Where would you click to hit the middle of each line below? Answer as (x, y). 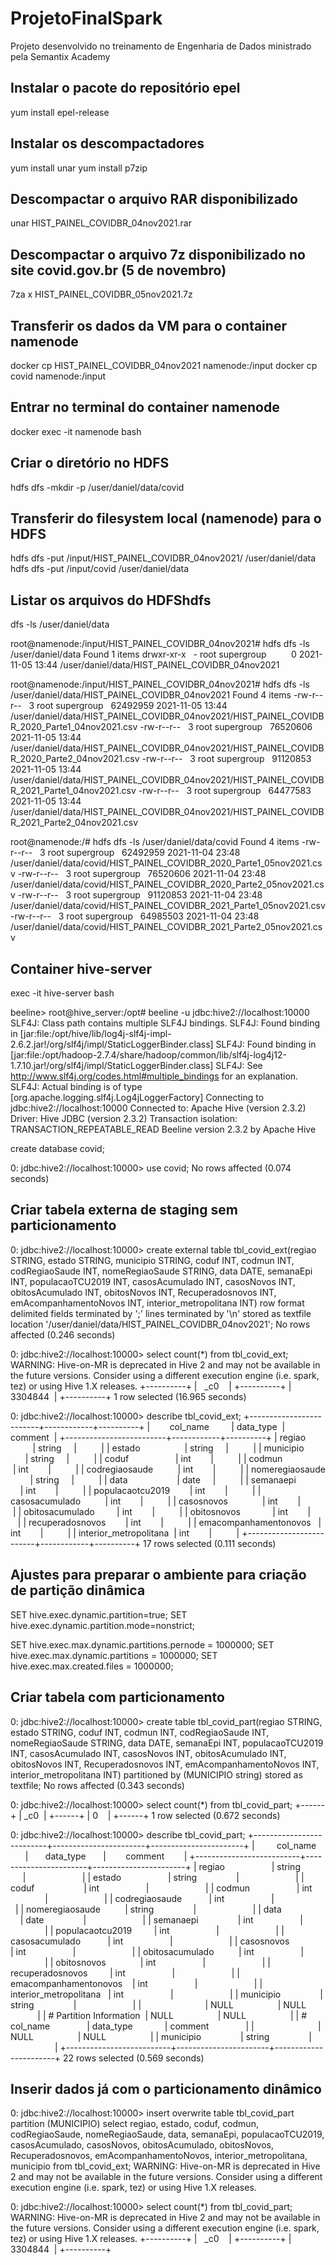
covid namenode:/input (58, 376)
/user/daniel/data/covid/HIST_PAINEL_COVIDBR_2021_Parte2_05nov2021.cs (166, 927)
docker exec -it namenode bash (76, 431)
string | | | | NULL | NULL (158, 2004)
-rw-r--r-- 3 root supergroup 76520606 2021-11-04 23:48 (142, 874)
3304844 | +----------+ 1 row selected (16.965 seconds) (128, 1396)
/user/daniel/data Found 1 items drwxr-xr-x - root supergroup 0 (153, 654)
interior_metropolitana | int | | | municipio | (166, 1994)
